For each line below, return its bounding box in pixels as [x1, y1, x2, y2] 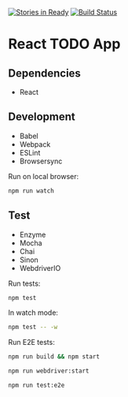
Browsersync [19, 156, 63, 166]
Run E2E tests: [8, 338, 55, 347]
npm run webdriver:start [8, 367, 90, 375]
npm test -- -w [8, 324, 58, 331]
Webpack [19, 139, 51, 149]
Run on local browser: [8, 171, 79, 181]
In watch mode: [8, 308, 59, 317]
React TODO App [8, 36, 121, 53]
